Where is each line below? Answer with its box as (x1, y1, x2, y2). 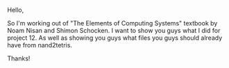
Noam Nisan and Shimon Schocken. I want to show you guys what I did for (7, 27, 221, 34)
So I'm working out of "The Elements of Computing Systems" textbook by (7, 19, 218, 27)
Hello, (7, 6, 24, 14)
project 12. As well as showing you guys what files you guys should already (7, 34, 223, 42)
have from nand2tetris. (7, 41, 73, 49)
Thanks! (7, 54, 31, 63)
